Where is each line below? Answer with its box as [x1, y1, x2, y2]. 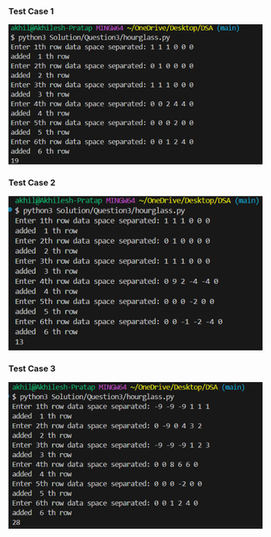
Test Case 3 [8, 363, 56, 374]
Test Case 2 [8, 177, 56, 189]
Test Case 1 [8, 6, 54, 17]
